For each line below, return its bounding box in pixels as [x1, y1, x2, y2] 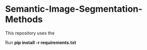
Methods [5, 14, 43, 25]
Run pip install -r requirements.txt [5, 39, 77, 45]
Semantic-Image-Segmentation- [5, 3, 143, 15]
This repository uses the [5, 30, 55, 36]
